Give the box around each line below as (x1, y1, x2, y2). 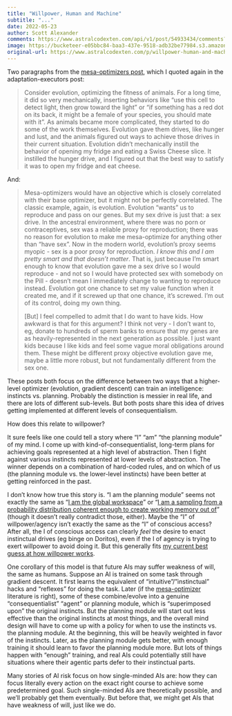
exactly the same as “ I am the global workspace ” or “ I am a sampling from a (7, 498, 223, 506)
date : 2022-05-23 (7, 23, 57, 30)
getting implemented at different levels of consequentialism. (7, 406, 178, 415)
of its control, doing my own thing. (23, 299, 122, 307)
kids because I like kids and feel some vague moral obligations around (23, 341, 224, 350)
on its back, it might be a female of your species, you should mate (23, 110, 212, 118)
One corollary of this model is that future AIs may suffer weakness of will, (7, 563, 216, 571)
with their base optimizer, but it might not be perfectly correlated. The (23, 196, 222, 204)
